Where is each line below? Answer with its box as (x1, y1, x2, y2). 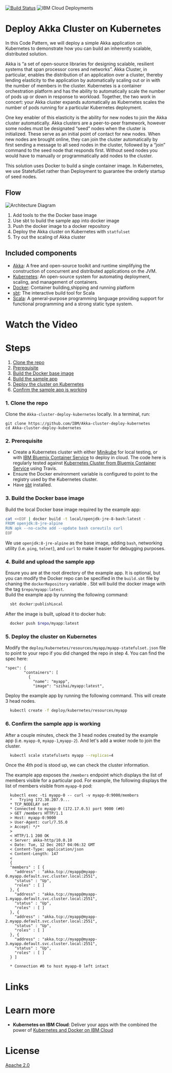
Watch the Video (5, 319, 78, 330)
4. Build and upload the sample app (5, 558, 95, 565)
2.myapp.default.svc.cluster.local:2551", (5, 919, 98, 924)
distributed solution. (5, 50, 48, 57)
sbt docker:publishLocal (10, 602, 63, 607)
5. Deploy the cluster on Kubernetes (5, 633, 97, 640)
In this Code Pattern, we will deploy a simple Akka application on (5, 40, 142, 46)
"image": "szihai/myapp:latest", (32, 684, 104, 689)
